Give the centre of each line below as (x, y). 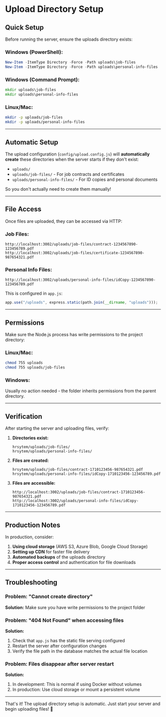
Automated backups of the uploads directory (59, 557)
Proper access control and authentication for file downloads (74, 563)
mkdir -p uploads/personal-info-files (45, 122)
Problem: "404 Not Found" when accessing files (64, 620)
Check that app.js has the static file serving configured (68, 640)
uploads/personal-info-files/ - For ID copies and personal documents (85, 179)
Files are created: (31, 461)
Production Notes (33, 525)
